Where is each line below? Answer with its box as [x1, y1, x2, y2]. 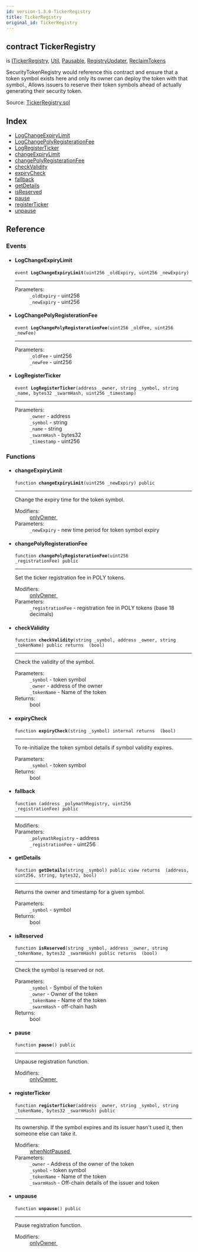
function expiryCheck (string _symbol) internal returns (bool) [14, 728, 176, 734]
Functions [6, 452, 35, 460]
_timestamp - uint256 [29, 437, 80, 445]
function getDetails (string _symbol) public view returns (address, [14, 867, 190, 874]
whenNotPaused [29, 1147, 70, 1154]
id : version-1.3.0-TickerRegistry [6, 8, 91, 15]
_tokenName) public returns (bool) [14, 643, 105, 648]
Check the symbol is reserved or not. [14, 966, 105, 974]
